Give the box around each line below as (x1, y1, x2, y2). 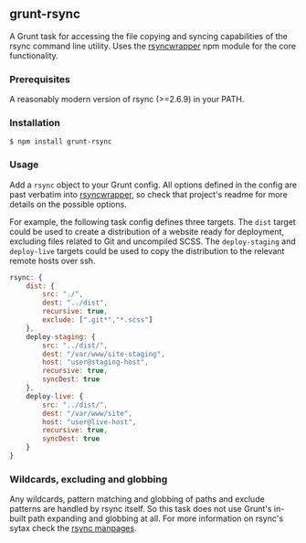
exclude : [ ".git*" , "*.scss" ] (42, 315, 153, 325)
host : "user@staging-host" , (42, 357, 149, 367)
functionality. (9, 49, 59, 61)
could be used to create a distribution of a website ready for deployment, (9, 226, 285, 237)
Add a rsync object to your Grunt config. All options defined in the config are (9, 179, 298, 190)
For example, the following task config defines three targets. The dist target (9, 216, 297, 227)
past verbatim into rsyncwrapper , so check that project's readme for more (9, 188, 288, 199)
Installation (9, 117, 61, 130)
